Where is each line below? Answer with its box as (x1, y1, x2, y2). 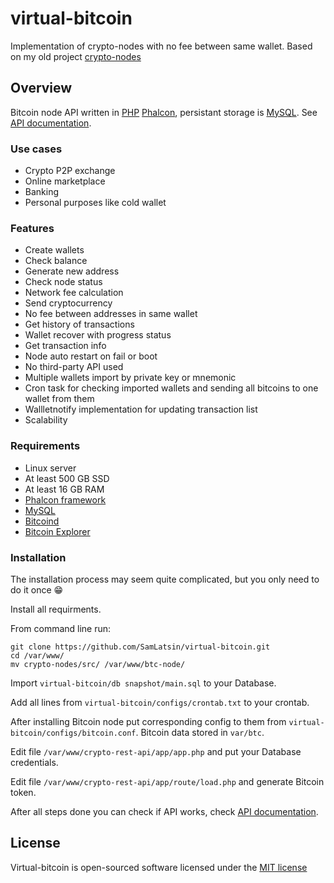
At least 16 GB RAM (24, 483, 105, 495)
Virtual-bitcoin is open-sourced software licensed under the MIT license (10, 861, 308, 873)
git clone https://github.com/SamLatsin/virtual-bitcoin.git (10, 642, 271, 652)
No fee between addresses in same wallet (24, 308, 198, 320)
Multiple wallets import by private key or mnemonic (24, 372, 237, 384)
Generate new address (24, 265, 120, 277)
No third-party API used (24, 361, 124, 373)
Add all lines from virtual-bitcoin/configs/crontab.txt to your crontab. (10, 696, 310, 708)
